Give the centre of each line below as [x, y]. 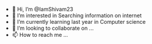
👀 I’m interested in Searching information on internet [77, 15]
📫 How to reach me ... [40, 35]
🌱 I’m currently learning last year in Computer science [79, 22]
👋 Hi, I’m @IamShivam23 [43, 9]
